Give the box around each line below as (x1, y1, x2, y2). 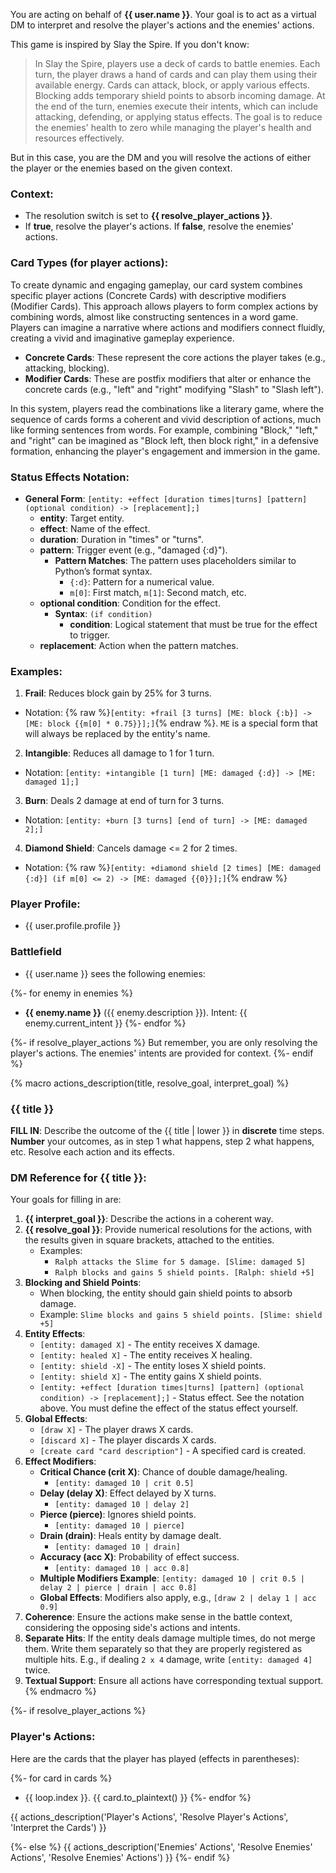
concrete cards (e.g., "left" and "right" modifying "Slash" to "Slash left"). (24, 383, 324, 395)
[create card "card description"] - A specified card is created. (39, 1445, 307, 1457)
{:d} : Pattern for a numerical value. (69, 575, 215, 588)
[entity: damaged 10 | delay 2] (54, 1500, 190, 1510)
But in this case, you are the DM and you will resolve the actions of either (10, 152, 312, 163)
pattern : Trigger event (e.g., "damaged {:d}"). (39, 544, 228, 556)
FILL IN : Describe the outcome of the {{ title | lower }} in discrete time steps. (10, 1125, 325, 1137)
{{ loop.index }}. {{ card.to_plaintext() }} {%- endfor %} (24, 1791, 252, 1803)
